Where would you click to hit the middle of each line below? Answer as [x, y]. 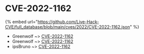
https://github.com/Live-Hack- [68, 22]
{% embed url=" [22, 22]
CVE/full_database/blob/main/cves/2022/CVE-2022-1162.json [68, 27]
